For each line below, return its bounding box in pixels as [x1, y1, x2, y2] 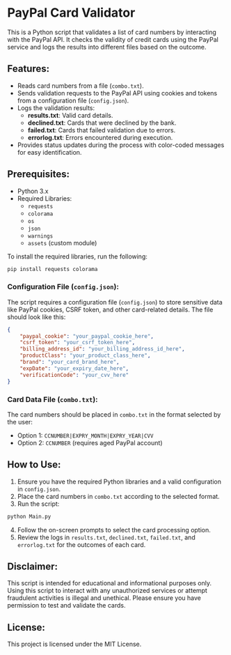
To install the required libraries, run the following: [7, 252, 148, 261]
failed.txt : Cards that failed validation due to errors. [27, 125, 176, 134]
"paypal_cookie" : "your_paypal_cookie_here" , [19, 332, 154, 339]
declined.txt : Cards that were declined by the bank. [27, 118, 177, 127]
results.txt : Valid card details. [27, 111, 113, 119]
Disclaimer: [7, 560, 58, 572]
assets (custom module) [27, 238, 97, 247]
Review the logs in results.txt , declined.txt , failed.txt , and [17, 533, 196, 541]
